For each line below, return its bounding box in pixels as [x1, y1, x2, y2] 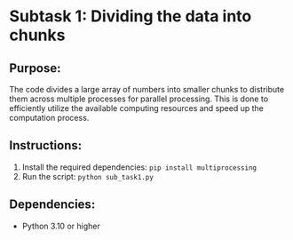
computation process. [9, 113, 90, 123]
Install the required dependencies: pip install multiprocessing [21, 162, 257, 172]
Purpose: [9, 60, 61, 76]
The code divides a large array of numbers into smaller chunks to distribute [9, 84, 285, 94]
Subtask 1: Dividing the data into [9, 6, 252, 27]
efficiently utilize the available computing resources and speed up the [9, 103, 264, 113]
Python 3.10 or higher [21, 220, 100, 231]
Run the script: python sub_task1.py [21, 171, 154, 181]
